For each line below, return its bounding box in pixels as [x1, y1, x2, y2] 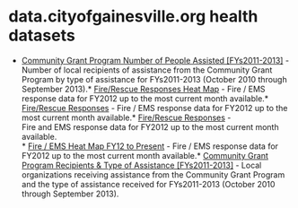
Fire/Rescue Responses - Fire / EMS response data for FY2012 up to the [21, 102, 288, 113]
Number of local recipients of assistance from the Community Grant [21, 65, 273, 75]
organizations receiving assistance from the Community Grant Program [21, 169, 285, 180]
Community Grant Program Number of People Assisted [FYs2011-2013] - [21, 55, 289, 65]
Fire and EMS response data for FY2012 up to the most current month [21, 121, 279, 132]
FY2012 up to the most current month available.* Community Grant [21, 150, 268, 160]
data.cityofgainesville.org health [8, 6, 259, 27]
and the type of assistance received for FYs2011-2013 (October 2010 [21, 178, 276, 189]
